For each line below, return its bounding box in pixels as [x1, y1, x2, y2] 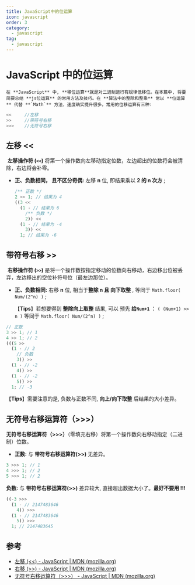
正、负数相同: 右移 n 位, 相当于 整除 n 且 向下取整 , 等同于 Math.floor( [14, 286, 181, 293]
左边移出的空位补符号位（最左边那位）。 [16, 274, 111, 281]
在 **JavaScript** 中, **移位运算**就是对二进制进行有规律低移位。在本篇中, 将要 [6, 89, 186, 95]
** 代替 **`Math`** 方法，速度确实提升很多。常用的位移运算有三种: [6, 101, 152, 107]
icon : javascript [6, 14, 48, 20]
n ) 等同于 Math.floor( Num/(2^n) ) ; [14, 312, 104, 319]
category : [6, 25, 30, 31]
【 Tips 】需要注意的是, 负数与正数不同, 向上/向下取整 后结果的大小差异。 [6, 395, 180, 402]
